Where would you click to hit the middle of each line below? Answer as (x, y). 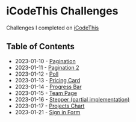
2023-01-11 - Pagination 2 (47, 67)
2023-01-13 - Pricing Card (48, 80)
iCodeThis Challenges (62, 11)
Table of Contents (41, 47)
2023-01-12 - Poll (37, 74)
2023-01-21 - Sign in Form (48, 112)
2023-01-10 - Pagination (45, 61)
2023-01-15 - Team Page (46, 93)
